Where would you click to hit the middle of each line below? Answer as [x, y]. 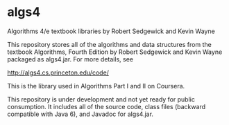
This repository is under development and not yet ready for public [101, 99]
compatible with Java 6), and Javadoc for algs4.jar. [80, 114]
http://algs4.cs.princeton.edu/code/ [58, 73]
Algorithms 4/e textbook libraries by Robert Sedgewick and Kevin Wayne [111, 31]
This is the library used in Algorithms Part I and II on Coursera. [96, 86]
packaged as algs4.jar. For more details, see [70, 59]
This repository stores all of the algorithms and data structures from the [109, 44]
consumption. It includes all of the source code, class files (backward [107, 106]
